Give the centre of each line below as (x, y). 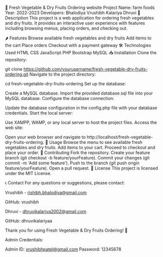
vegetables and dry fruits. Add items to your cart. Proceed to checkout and (80, 147)
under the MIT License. (28, 173)
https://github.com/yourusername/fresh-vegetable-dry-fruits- (86, 69)
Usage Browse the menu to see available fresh (96, 142)
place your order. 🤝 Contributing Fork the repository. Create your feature (78, 153)
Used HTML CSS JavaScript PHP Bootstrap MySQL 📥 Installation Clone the (81, 53)
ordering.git (17, 74)
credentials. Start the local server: (39, 113)
